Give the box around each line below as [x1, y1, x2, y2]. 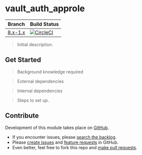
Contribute [5, 111, 39, 120]
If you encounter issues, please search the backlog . [12, 134, 117, 140]
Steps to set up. [17, 97, 49, 103]
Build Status [30, 21, 59, 27]
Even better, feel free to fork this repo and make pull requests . [12, 144, 138, 150]
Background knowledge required [17, 69, 83, 75]
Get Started [5, 56, 41, 64]
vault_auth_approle [5, 3, 85, 14]
